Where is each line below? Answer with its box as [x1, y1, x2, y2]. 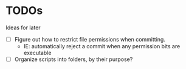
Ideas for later [5, 24, 41, 31]
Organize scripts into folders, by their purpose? [14, 56, 133, 63]
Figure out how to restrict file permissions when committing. [14, 35, 165, 43]
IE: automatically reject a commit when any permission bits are [23, 43, 181, 49]
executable [23, 49, 52, 56]
